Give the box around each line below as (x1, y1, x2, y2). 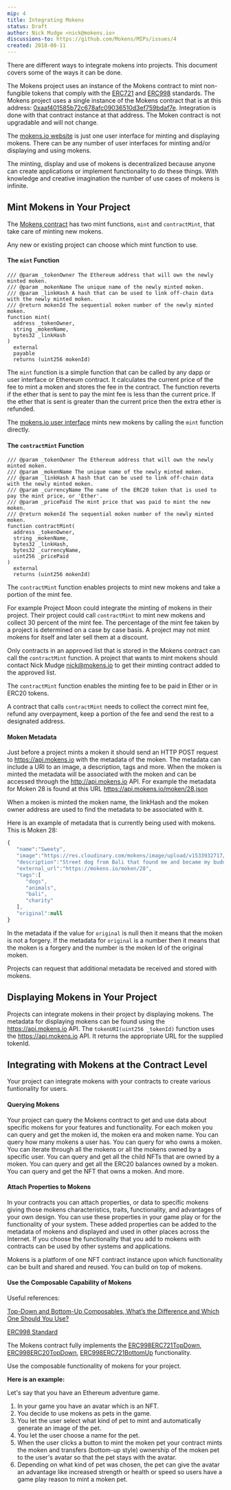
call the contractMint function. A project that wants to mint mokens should (7, 654, 218, 662)
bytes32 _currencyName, (13, 547, 81, 554)
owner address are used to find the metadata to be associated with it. (7, 806, 204, 814)
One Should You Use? (7, 1314, 69, 1323)
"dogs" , (25, 878, 48, 885)
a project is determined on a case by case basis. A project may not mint (7, 626, 210, 634)
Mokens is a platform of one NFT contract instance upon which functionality (7, 1255, 223, 1263)
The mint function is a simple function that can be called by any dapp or (7, 368, 211, 376)
